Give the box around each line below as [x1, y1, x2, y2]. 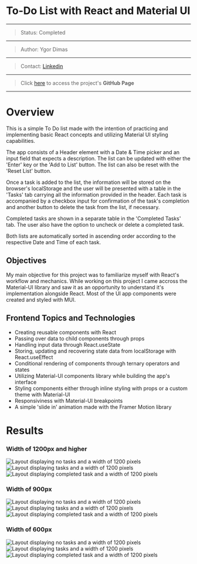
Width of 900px [6, 485, 52, 493]
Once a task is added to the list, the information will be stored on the [6, 179, 171, 186]
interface [14, 378, 37, 385]
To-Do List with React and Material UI [6, 4, 191, 18]
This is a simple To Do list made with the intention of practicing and [6, 125, 168, 132]
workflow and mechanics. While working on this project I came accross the [6, 277, 188, 285]
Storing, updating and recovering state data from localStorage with [14, 347, 176, 354]
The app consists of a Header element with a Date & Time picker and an [6, 148, 180, 156]
